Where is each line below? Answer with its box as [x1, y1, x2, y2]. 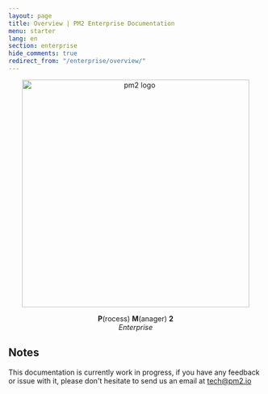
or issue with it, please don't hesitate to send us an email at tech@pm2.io [8, 375, 252, 385]
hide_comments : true [8, 49, 78, 57]
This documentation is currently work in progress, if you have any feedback [8, 367, 260, 377]
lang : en [8, 34, 38, 43]
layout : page [8, 11, 52, 20]
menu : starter [8, 27, 57, 35]
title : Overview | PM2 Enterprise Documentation [8, 19, 175, 28]
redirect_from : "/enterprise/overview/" [8, 57, 147, 66]
